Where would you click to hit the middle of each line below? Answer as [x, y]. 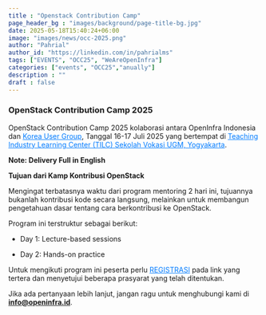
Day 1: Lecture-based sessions [71, 238]
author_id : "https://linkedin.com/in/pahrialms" [91, 53]
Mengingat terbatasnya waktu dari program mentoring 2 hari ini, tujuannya [131, 191]
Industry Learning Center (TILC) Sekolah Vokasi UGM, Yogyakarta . [118, 144]
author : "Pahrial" [39, 45]
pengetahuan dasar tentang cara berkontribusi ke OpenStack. [110, 207]
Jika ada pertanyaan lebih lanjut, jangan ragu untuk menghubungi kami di [129, 293]
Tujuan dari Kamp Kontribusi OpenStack [77, 175]
